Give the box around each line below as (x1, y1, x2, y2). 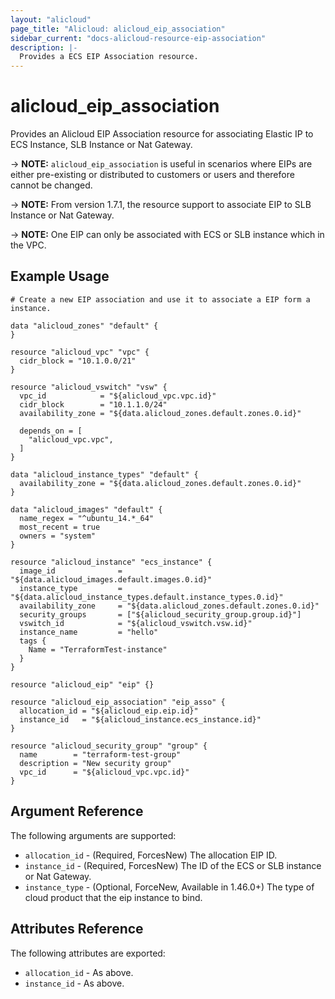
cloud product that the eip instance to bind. (24, 891, 203, 903)
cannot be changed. (10, 179, 93, 191)
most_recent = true (19, 522, 101, 532)
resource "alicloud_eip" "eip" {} (10, 679, 155, 690)
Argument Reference (10, 803, 144, 820)
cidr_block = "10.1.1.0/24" (19, 399, 168, 410)
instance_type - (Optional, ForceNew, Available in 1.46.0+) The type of (24, 881, 315, 893)
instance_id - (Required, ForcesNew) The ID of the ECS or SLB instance (24, 859, 322, 871)
